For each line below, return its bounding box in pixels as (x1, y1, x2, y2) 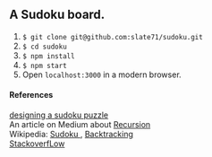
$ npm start (21, 61, 67, 70)
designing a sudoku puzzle (9, 109, 109, 120)
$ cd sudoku (21, 42, 67, 51)
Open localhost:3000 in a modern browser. (21, 69, 182, 80)
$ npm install (21, 51, 75, 61)
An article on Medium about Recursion (9, 119, 151, 130)
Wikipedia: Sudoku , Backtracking (9, 129, 134, 140)
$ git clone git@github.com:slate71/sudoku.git (21, 32, 203, 41)
